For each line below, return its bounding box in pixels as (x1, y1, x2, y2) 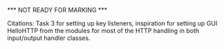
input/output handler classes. (7, 34, 91, 42)
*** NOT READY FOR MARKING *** (7, 6, 108, 14)
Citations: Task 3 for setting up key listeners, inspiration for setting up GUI (7, 19, 218, 27)
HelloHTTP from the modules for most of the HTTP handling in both (7, 27, 200, 35)
